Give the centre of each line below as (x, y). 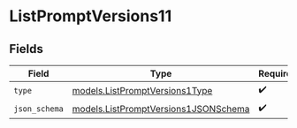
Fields (27, 49)
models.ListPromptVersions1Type (142, 90)
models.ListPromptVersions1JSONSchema (161, 109)
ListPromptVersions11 (91, 16)
